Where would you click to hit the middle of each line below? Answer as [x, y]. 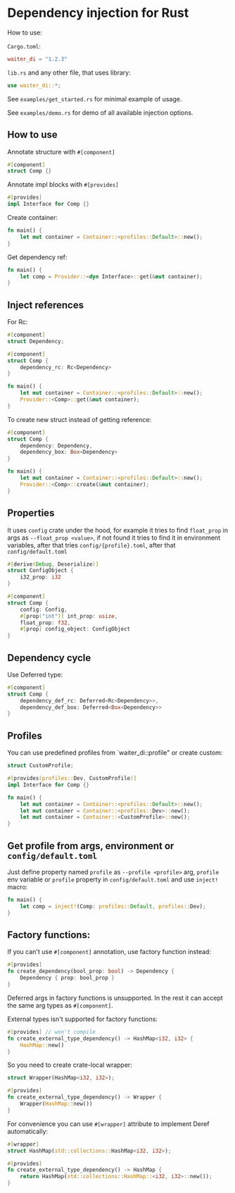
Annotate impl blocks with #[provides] [63, 185]
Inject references [46, 305]
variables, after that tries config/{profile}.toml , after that [91, 545]
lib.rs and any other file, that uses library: [69, 73]
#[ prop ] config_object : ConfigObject [75, 629]
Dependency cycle [49, 658]
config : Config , [44, 610]
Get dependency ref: [37, 257]
